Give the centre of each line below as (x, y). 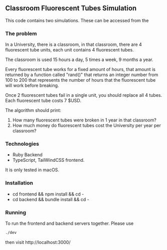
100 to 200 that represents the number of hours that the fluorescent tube (80, 80)
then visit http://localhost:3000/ (38, 242)
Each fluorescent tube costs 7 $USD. (43, 101)
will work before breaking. (32, 86)
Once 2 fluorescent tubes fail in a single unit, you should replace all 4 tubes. (83, 95)
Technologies (22, 144)
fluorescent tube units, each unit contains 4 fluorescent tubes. (69, 50)
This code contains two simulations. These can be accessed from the (77, 20)
